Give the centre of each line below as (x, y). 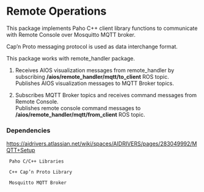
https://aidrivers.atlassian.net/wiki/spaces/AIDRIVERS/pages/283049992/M (102, 144)
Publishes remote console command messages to (78, 108)
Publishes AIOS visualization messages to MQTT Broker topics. (94, 83)
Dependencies (28, 130)
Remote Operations (56, 11)
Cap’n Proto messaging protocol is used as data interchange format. (92, 46)
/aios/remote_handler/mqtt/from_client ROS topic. (80, 114)
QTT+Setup (21, 150)
